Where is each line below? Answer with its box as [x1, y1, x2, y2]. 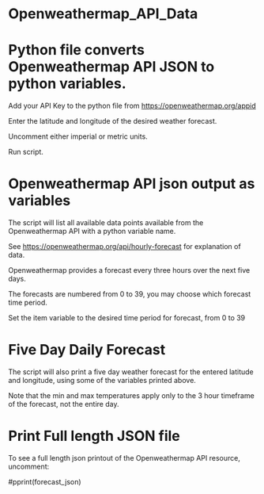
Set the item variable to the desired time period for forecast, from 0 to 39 [8, 313, 246, 323]
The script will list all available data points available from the [8, 218, 204, 228]
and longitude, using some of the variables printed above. [8, 376, 196, 385]
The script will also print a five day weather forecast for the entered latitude [8, 367, 255, 377]
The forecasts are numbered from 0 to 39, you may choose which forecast [8, 289, 251, 299]
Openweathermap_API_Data [8, 5, 198, 23]
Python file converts [8, 41, 145, 59]
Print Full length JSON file [8, 427, 180, 445]
